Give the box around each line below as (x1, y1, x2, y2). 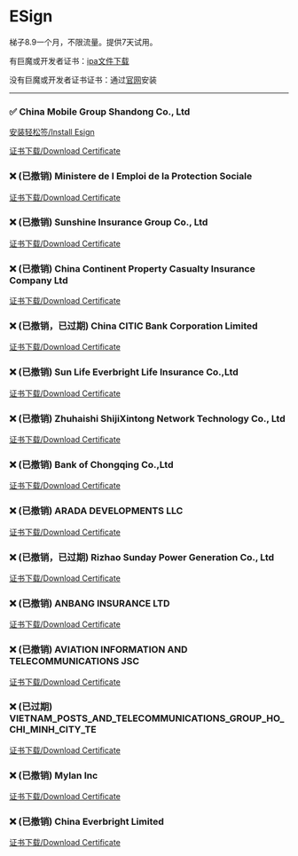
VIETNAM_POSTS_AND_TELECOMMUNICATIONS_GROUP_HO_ (9, 712, 285, 725)
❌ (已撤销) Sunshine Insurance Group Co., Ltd (9, 216, 208, 228)
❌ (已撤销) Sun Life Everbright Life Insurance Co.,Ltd (9, 366, 239, 378)
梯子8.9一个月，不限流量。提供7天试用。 (9, 36, 158, 47)
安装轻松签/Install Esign (9, 127, 95, 138)
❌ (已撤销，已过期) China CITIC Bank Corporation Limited (9, 320, 259, 332)
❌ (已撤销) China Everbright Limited (9, 815, 164, 828)
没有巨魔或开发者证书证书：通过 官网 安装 (9, 74, 157, 85)
